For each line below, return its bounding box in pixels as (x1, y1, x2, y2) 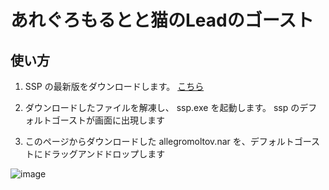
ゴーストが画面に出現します (51, 114, 166, 126)
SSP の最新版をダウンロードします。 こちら (24, 81, 205, 92)
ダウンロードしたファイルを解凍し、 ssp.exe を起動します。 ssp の (24, 102, 300, 113)
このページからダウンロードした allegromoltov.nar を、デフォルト (24, 136, 295, 147)
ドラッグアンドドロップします (42, 148, 166, 160)
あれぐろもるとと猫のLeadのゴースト (10, 9, 315, 32)
